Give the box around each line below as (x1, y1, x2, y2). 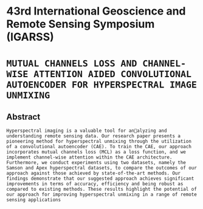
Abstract (6, 111, 41, 122)
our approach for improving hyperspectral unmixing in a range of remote (6, 191, 198, 198)
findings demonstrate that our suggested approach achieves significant (6, 176, 194, 182)
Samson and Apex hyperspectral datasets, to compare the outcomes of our (6, 165, 198, 171)
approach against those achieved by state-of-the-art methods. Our (6, 170, 181, 177)
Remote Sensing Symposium (6, 17, 155, 31)
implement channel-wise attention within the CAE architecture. (6, 154, 173, 160)
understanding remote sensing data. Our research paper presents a (6, 133, 181, 139)
